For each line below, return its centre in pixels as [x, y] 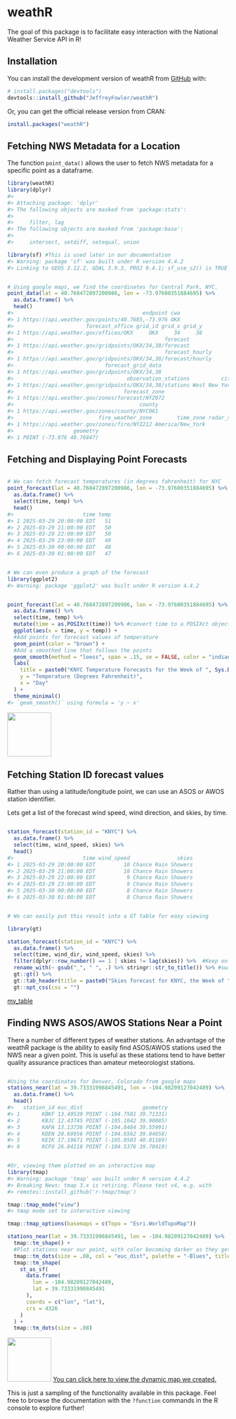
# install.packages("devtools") [54, 91]
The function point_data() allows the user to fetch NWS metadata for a [110, 163]
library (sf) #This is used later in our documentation [89, 255]
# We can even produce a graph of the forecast [78, 572]
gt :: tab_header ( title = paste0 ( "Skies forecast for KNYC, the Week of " [122, 980]
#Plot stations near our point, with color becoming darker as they [116, 1249]
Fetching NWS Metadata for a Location [94, 146]
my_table [20, 1001]
